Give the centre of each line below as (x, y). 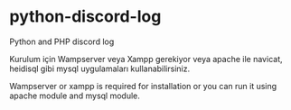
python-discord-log (85, 17)
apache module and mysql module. (75, 96)
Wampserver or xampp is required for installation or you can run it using (143, 86)
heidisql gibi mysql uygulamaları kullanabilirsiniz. (100, 69)
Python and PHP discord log (62, 41)
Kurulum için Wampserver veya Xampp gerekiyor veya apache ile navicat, (146, 59)
